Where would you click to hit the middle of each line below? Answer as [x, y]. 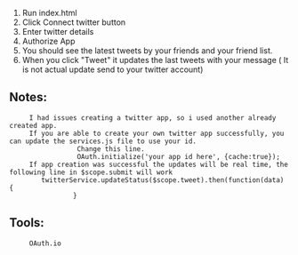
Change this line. [111, 149]
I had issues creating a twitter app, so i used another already [153, 118]
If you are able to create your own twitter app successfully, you [157, 133]
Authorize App [48, 41]
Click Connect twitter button [74, 22]
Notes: [28, 97]
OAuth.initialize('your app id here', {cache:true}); [178, 156]
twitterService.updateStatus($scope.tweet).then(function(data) [163, 180]
